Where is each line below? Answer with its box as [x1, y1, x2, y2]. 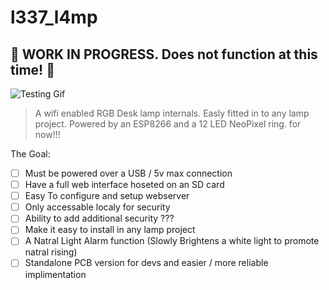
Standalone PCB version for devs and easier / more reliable [24, 257, 269, 269]
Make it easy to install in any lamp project [24, 224, 196, 236]
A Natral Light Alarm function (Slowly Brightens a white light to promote [24, 235, 320, 247]
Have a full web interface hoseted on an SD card [24, 179, 225, 191]
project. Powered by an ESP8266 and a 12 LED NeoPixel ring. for [34, 118, 302, 130]
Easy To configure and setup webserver [24, 190, 190, 202]
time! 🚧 [10, 61, 55, 78]
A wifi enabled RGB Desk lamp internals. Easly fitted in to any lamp [34, 107, 310, 119]
